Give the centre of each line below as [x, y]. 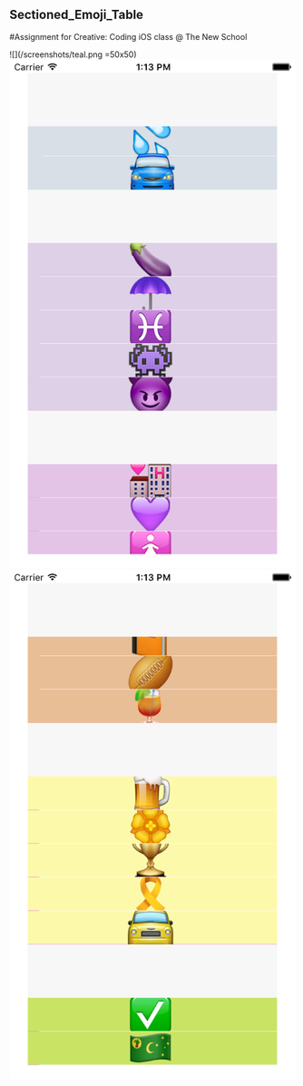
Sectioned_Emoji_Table [76, 15]
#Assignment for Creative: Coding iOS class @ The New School [128, 36]
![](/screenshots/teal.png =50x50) [73, 54]
